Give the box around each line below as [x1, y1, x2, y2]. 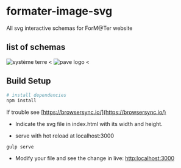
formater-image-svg [6, 4, 113, 18]
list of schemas [6, 42, 66, 52]
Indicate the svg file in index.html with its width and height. [15, 121, 163, 128]
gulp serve [6, 144, 34, 150]
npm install [6, 97, 37, 104]
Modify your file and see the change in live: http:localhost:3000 [15, 155, 175, 162]
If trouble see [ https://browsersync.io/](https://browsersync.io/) [6, 108, 166, 116]
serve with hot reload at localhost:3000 [15, 132, 115, 139]
